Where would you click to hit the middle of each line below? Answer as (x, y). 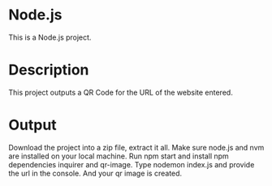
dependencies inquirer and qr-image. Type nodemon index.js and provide (132, 164)
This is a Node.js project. (50, 37)
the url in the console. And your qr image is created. (95, 173)
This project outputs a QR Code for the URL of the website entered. (121, 92)
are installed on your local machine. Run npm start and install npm (119, 156)
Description (49, 70)
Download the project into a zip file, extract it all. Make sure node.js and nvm (136, 147)
